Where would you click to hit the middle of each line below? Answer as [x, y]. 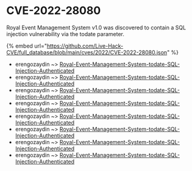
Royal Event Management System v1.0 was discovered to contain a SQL [96, 27]
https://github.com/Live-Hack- [85, 46]
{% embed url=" [27, 46]
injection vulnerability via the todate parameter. [66, 34]
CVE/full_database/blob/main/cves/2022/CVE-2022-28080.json [87, 52]
